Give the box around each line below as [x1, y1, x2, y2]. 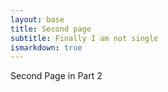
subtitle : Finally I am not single [10, 33, 159, 43]
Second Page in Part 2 [10, 70, 103, 82]
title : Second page [10, 24, 92, 34]
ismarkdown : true [10, 42, 83, 53]
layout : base [10, 14, 65, 25]
